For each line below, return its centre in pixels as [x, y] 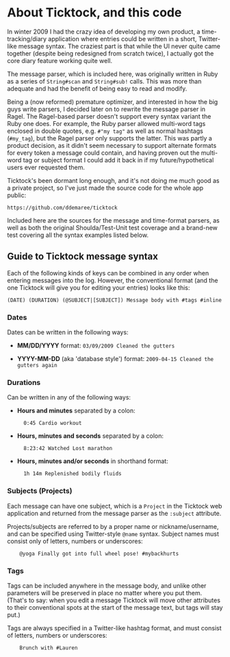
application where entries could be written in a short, [122, 38]
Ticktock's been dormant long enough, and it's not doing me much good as [113, 180]
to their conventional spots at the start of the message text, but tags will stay [115, 607]
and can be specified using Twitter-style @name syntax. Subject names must [113, 534]
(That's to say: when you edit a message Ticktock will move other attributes [114, 600]
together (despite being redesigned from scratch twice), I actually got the [111, 53]
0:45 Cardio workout [53, 423]
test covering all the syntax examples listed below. [78, 235]
